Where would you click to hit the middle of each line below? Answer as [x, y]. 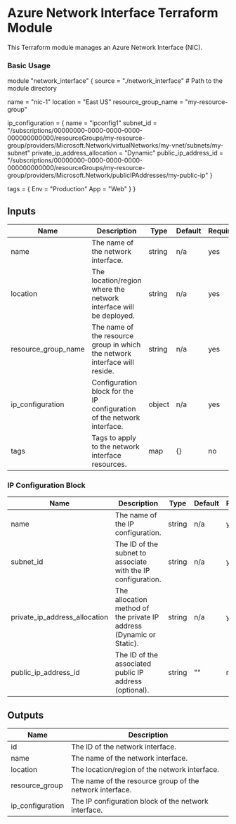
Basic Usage [29, 65]
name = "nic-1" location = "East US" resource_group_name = [96, 102]
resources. [109, 464]
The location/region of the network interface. [145, 770]
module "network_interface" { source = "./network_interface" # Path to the [115, 81]
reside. [103, 371]
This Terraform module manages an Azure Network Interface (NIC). [105, 47]
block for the [113, 392]
